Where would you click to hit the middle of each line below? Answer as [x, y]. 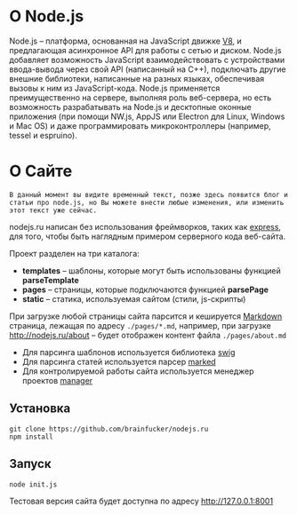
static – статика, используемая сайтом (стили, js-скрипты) [134, 298]
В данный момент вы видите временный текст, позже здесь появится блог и [149, 194]
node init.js [33, 484]
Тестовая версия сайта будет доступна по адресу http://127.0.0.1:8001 [141, 501]
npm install [31, 437]
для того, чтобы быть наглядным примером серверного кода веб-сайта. [148, 236]
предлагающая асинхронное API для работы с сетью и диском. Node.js [145, 50]
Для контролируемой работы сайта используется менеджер [138, 371]
